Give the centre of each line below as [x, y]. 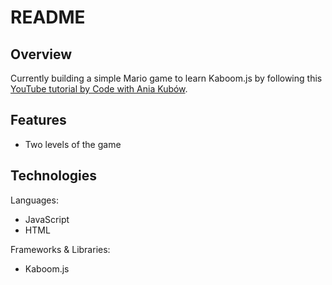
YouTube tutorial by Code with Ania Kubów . [99, 89]
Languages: [34, 200]
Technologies [54, 176]
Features [38, 120]
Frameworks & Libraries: [60, 249]
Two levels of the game [73, 144]
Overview [41, 54]
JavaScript [47, 219]
